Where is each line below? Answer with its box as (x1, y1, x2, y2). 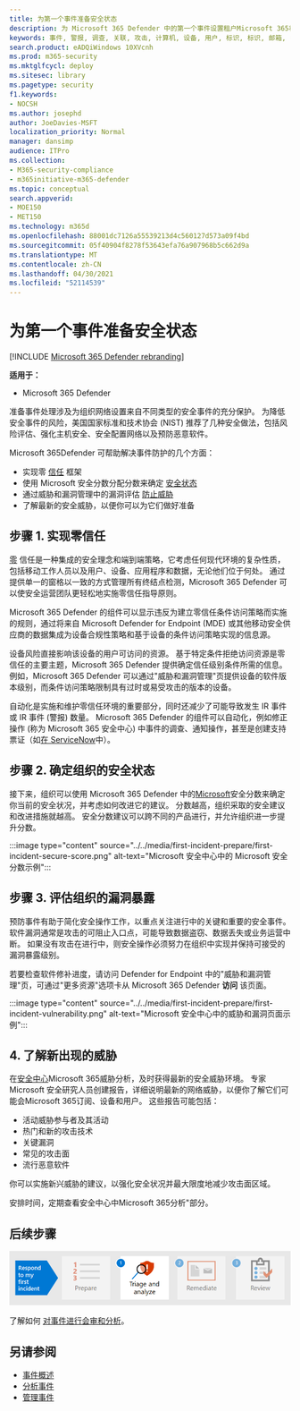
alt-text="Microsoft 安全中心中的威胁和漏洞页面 (108, 1007, 283, 1019)
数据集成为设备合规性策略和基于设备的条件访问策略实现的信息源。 (32, 629, 275, 640)
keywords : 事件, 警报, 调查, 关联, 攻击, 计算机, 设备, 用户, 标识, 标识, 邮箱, (9, 33, 287, 42)
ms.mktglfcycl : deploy (9, 62, 94, 71)
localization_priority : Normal (9, 128, 126, 137)
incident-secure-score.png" (9, 850, 112, 861)
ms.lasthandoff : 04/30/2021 (9, 269, 114, 278)
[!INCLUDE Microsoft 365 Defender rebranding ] (9, 352, 185, 362)
